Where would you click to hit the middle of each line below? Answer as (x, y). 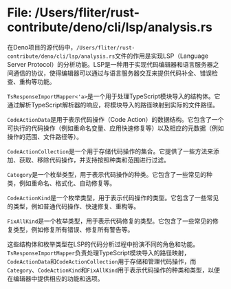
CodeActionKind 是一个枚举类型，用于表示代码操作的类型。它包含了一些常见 (113, 197)
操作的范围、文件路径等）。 (45, 136)
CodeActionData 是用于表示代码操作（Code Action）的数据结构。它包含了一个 (115, 119)
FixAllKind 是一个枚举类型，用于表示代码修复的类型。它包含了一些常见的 (110, 221)
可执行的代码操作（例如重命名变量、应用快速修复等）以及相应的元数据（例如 (115, 128)
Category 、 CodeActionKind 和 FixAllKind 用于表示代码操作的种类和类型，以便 (114, 270)
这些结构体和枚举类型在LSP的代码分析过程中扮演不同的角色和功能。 (103, 244)
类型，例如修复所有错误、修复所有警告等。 (73, 229)
